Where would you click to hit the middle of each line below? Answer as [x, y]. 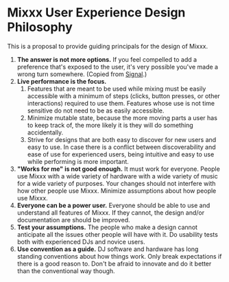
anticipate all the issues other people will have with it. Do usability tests [117, 234]
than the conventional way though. [66, 271]
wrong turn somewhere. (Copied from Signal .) [82, 74]
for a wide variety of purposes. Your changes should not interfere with [116, 183]
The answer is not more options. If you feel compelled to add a [107, 59]
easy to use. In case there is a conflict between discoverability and [121, 147]
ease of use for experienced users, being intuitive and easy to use [121, 154]
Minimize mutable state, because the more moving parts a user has [122, 117]
